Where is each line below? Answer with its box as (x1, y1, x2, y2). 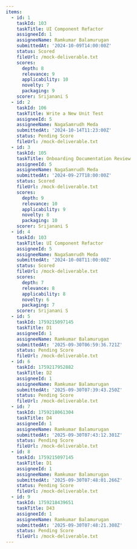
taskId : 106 (16, 104, 47, 111)
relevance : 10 (21, 201, 58, 207)
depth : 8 (21, 65, 44, 72)
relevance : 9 (21, 71, 55, 77)
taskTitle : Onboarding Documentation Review (16, 155, 131, 161)
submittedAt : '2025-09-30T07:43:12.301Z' (16, 432, 122, 438)
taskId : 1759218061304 (16, 409, 74, 416)
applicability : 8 (21, 291, 66, 297)
